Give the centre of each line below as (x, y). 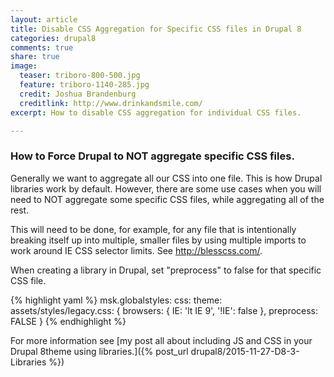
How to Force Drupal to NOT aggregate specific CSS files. (152, 156)
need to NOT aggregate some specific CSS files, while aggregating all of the (167, 199)
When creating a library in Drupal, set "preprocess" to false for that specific (166, 270)
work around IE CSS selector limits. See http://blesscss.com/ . (136, 250)
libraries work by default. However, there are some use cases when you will (166, 188)
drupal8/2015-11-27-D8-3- (245, 351)
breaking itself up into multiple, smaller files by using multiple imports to (158, 240)
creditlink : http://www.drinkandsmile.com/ (111, 103)
